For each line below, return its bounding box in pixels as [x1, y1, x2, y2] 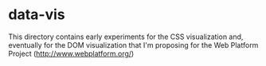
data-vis [8, 6, 65, 24]
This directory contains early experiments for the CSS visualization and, [8, 32, 244, 41]
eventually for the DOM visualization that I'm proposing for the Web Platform [8, 40, 259, 49]
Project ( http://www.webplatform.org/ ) [8, 49, 135, 58]
